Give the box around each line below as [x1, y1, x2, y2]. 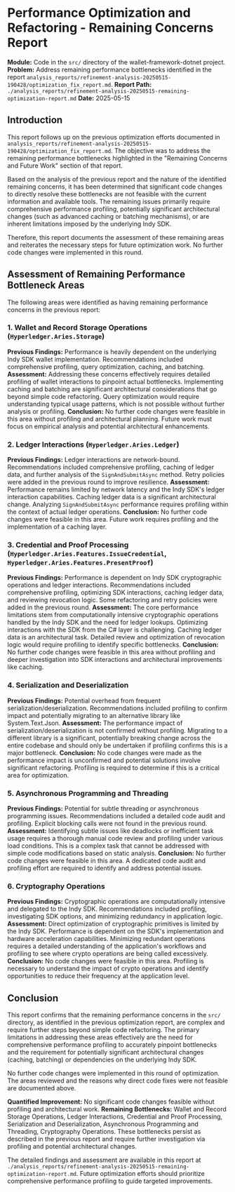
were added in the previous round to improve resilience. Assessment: [7, 478, 210, 487]
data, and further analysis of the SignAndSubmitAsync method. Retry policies [7, 470, 225, 479]
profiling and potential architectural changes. [7, 1142, 137, 1151]
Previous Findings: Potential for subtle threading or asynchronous [7, 804, 199, 813]
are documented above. [7, 1084, 76, 1092]
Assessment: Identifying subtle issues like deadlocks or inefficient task [7, 827, 214, 835]
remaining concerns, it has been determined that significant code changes [7, 182, 223, 191]
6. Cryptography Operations [7, 881, 105, 891]
